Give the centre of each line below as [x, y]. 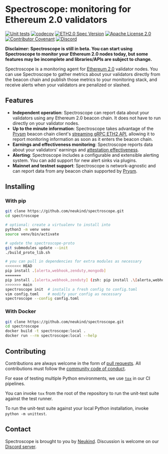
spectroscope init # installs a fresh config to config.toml [71, 289]
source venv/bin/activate [32, 234]
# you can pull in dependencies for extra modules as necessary [73, 261]
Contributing [25, 351]
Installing [20, 187]
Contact [18, 429]
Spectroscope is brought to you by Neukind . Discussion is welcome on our [82, 441]
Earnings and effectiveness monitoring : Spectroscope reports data [83, 144]
